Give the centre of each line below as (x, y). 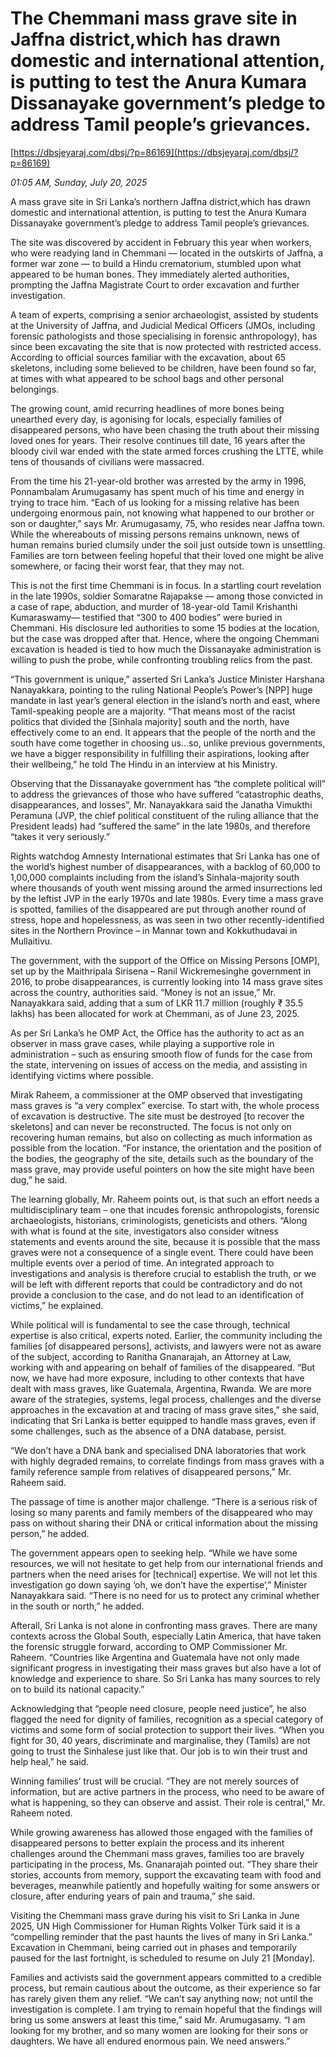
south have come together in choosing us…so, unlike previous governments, (168, 743)
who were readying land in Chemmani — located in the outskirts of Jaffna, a (167, 253)
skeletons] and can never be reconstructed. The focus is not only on (151, 1126)
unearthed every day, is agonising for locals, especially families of (146, 419)
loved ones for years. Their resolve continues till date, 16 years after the (158, 440)
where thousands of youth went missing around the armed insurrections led (166, 888)
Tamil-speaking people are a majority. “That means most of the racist (153, 711)
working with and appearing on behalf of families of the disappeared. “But (163, 1367)
